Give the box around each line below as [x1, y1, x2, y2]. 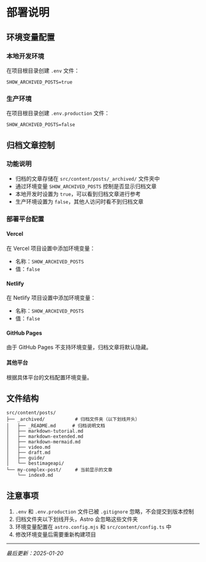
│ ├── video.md [6, 444, 51, 450]
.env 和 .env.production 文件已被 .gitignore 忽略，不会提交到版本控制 [15, 508, 194, 515]
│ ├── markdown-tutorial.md [6, 428, 84, 435]
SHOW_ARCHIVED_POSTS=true [6, 79, 72, 85]
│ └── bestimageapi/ [6, 460, 64, 466]
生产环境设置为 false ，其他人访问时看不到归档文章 [15, 197, 144, 205]
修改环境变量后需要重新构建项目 [15, 531, 96, 538]
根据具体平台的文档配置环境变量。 [6, 373, 93, 381]
